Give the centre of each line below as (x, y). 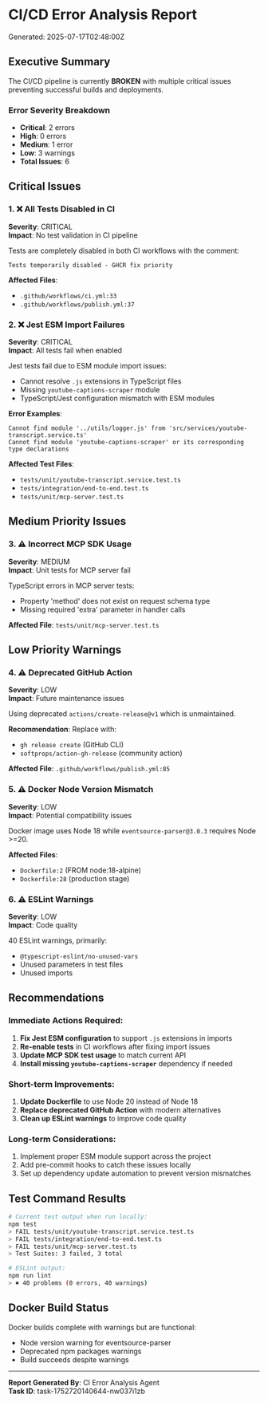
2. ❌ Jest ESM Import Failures (67, 325)
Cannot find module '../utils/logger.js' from (87, 428)
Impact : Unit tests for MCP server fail (70, 570)
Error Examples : (35, 414)
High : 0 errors (43, 136)
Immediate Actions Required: (66, 1021)
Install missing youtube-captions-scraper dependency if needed (126, 1063)
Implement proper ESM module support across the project (115, 1156)
